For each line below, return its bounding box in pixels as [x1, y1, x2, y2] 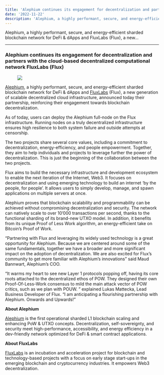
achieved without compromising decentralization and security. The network [5, 205, 157, 210]
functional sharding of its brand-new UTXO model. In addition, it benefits [5, 215, 151, 221]
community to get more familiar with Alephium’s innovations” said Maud [5, 256, 149, 262]
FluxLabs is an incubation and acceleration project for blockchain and [5, 350, 145, 355]
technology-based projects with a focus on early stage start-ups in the [5, 355, 147, 361]
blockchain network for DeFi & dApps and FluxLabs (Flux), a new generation [5, 89, 159, 95]
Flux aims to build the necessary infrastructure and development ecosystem [5, 169, 158, 175]
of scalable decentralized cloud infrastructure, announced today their [5, 94, 145, 100]
